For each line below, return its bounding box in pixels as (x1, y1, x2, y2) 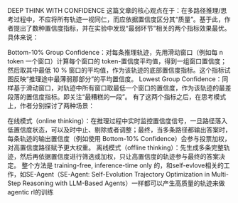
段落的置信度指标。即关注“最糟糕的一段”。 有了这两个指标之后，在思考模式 (7, 93, 227, 101)
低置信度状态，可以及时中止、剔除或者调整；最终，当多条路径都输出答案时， (7, 125, 232, 134)
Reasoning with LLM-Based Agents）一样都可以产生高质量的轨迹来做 (22, 179, 225, 187)
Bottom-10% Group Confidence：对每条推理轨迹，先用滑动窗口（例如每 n (7, 48, 224, 56)
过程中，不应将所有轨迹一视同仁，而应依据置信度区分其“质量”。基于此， (13, 15, 225, 24)
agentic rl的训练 (7, 188, 54, 196)
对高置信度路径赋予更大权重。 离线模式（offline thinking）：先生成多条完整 (7, 143, 224, 152)
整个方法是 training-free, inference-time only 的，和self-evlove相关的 (21, 161, 224, 170)
